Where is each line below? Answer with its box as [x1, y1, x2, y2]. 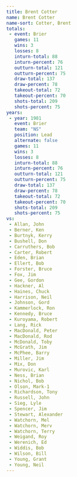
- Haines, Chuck [8, 288, 50, 295]
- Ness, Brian [8, 372, 45, 378]
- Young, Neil [8, 461, 45, 468]
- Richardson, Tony [8, 389, 58, 395]
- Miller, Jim [8, 355, 45, 362]
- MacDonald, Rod [8, 333, 52, 339]
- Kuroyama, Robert [8, 316, 58, 322]
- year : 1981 [8, 115, 42, 121]
